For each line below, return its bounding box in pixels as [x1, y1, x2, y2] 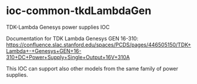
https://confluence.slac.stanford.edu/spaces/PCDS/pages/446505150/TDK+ [6, 41, 191, 48]
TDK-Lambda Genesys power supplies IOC [6, 23, 110, 31]
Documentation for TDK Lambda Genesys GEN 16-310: [6, 35, 139, 42]
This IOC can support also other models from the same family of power [6, 65, 178, 72]
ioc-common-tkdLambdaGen [6, 4, 152, 18]
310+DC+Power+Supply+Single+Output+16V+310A [6, 53, 131, 61]
